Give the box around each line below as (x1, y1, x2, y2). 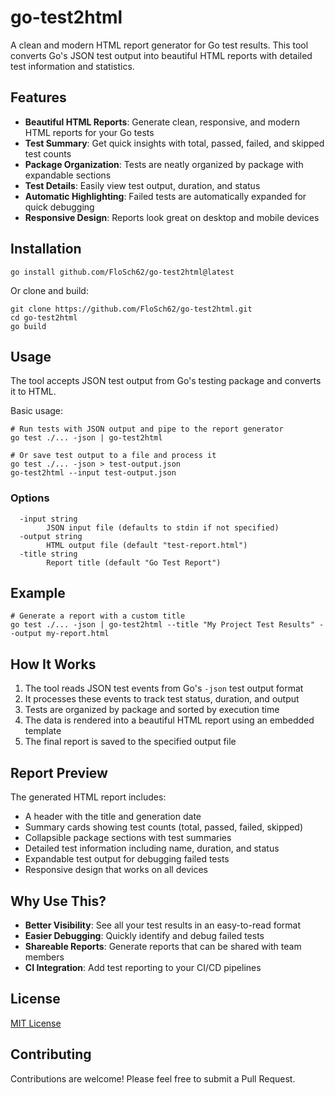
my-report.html (46, 629, 110, 639)
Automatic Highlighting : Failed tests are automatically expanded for (24, 190, 307, 202)
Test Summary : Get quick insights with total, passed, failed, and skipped (24, 137, 325, 149)
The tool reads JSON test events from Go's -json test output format (24, 682, 304, 695)
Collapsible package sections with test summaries (24, 832, 232, 844)
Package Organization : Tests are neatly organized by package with (24, 158, 304, 170)
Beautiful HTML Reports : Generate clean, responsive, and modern (24, 116, 300, 128)
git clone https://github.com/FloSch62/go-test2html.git (10, 304, 253, 314)
